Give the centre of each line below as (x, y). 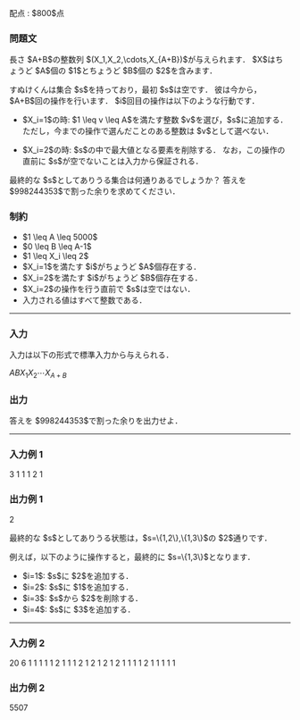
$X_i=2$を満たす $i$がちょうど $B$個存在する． (112, 277)
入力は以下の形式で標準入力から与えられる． (92, 355)
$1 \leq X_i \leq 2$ (55, 255)
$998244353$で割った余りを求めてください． (95, 191)
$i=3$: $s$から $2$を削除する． (82, 598)
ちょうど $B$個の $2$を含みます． (153, 71)
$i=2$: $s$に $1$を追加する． (78, 587)
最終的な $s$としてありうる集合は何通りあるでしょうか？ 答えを (128, 180)
